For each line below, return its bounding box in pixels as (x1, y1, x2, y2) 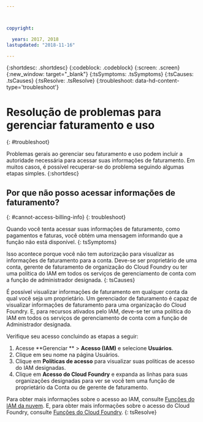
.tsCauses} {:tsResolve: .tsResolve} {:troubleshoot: (6, 77, 134, 85)
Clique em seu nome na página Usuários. (15, 351, 120, 359)
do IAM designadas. (15, 364, 66, 372)
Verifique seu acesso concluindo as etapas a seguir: (6, 332, 139, 340)
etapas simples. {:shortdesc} (6, 170, 80, 177)
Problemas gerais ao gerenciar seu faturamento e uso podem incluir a (6, 150, 183, 158)
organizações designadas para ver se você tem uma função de (15, 377, 175, 385)
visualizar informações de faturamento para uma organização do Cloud (6, 301, 186, 309)
